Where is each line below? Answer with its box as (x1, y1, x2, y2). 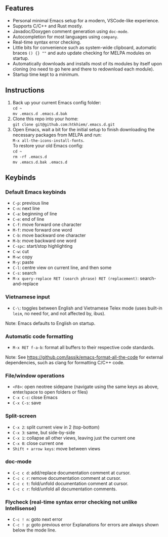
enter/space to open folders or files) (12, 389, 88, 395)
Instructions (5, 86, 45, 95)
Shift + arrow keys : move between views (12, 445, 100, 451)
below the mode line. (12, 527, 57, 533)
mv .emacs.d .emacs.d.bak (12, 111, 67, 116)
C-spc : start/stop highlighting (12, 243, 73, 249)
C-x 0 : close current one (12, 440, 64, 446)
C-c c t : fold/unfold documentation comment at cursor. (12, 480, 129, 486)
